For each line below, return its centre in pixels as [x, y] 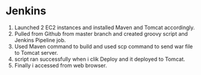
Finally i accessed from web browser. [60, 65]
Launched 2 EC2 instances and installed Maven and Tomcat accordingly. [104, 27]
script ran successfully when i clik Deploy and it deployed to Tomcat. [100, 59]
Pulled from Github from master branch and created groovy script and [101, 33]
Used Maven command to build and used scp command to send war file [104, 46]
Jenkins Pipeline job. [40, 40]
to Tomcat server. [36, 52]
